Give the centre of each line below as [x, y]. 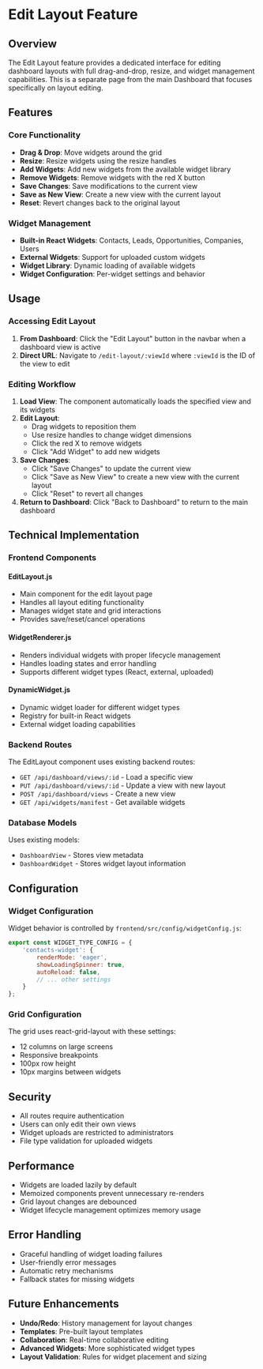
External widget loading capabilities [77, 724]
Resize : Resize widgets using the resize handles [98, 160]
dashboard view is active [60, 347]
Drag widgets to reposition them [84, 426]
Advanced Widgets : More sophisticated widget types [107, 1348]
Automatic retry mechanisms [66, 1270]
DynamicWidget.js [39, 690]
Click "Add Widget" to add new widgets [96, 451]
